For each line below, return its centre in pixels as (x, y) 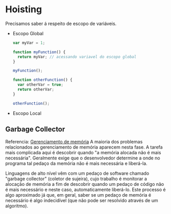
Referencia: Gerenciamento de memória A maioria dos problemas (74, 141)
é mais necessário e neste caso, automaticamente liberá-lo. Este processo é (86, 189)
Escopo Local (27, 113)
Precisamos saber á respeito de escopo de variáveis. (61, 23)
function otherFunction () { (42, 80)
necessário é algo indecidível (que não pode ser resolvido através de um (82, 200)
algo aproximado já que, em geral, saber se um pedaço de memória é (78, 195)
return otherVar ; (36, 90)
